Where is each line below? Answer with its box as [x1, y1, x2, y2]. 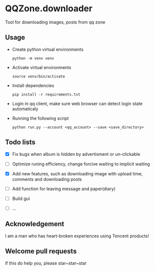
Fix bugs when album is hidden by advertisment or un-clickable [12, 151, 140, 157]
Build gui [12, 196, 30, 201]
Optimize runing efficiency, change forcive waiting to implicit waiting [12, 161, 150, 167]
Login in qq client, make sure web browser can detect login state [12, 100, 143, 106]
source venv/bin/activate [12, 74, 65, 79]
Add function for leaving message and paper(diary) [12, 186, 116, 192]
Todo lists [5, 138, 36, 147]
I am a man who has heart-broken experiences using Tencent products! [5, 233, 149, 239]
